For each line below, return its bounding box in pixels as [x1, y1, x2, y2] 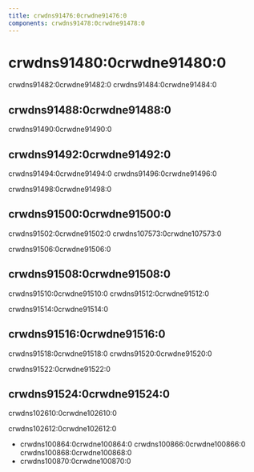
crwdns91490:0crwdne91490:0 [8, 125, 112, 134]
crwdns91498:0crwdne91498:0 [8, 185, 112, 194]
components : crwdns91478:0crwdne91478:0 [8, 19, 146, 27]
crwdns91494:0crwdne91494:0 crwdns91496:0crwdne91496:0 [8, 169, 218, 178]
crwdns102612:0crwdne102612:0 [8, 424, 117, 434]
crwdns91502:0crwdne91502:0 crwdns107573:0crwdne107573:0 [8, 229, 222, 238]
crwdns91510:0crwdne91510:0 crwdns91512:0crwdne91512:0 [8, 289, 210, 298]
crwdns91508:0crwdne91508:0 [8, 267, 171, 281]
